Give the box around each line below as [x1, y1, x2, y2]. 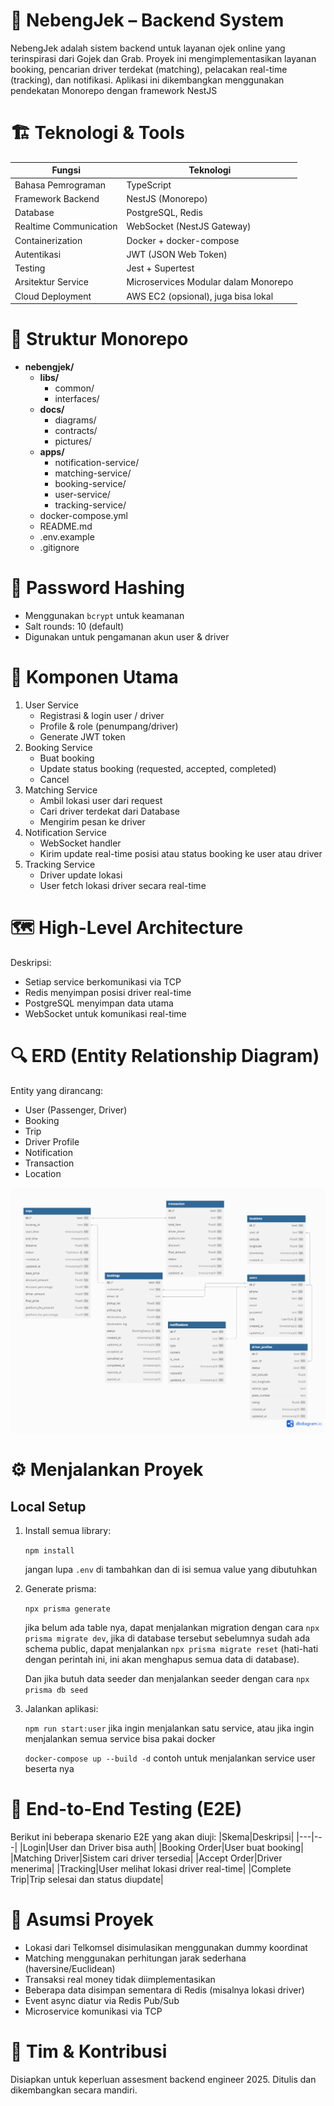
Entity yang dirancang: [10, 1084, 104, 1096]
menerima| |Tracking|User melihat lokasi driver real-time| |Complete [10, 1863, 292, 1875]
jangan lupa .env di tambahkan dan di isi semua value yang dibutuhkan [24, 1564, 318, 1576]
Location [24, 1167, 62, 1179]
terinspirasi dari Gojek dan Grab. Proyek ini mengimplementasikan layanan [10, 52, 317, 64]
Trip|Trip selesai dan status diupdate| [10, 1874, 164, 1886]
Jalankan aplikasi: [24, 1703, 99, 1715]
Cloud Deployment [14, 290, 92, 302]
